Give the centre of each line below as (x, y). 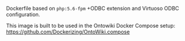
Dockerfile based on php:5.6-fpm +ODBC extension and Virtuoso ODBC (93, 8)
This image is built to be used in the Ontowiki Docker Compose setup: (91, 26)
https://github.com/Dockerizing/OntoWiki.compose (68, 32)
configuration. (23, 14)
